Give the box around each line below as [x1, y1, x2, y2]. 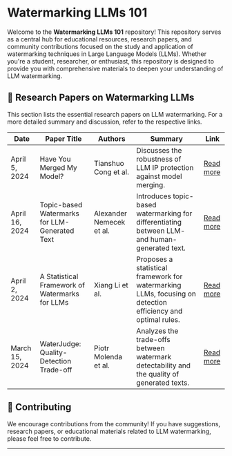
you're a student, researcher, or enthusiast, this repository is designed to [7, 57, 214, 65]
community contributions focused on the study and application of [7, 42, 193, 50]
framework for [136, 272, 183, 281]
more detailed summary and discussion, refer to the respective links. [7, 117, 202, 126]
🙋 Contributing [7, 401, 72, 413]
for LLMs [39, 297, 69, 307]
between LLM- [136, 226, 185, 236]
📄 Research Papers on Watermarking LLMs [7, 92, 195, 104]
